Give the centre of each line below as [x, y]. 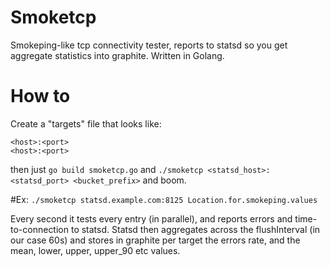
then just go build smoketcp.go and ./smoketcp [107, 169]
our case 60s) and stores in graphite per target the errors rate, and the [155, 240]
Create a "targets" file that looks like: [86, 123]
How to [40, 96]
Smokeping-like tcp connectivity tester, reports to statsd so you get [149, 45]
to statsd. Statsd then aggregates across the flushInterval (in [195, 229]
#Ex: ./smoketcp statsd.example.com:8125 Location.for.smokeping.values [164, 199]
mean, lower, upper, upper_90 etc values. [95, 250]
